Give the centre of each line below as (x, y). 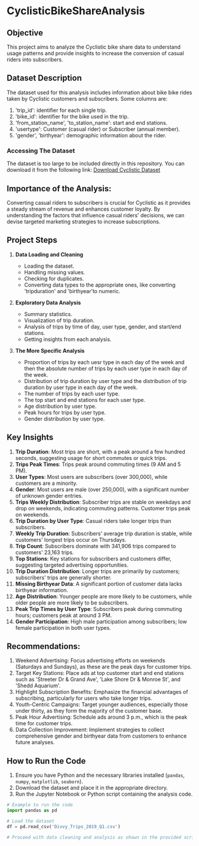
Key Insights (30, 437)
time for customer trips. (44, 723)
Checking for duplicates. (54, 278)
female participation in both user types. (63, 628)
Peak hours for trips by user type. (65, 412)
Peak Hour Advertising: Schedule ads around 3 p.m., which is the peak (101, 717)
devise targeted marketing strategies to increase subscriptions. (84, 221)
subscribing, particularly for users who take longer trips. (84, 698)
